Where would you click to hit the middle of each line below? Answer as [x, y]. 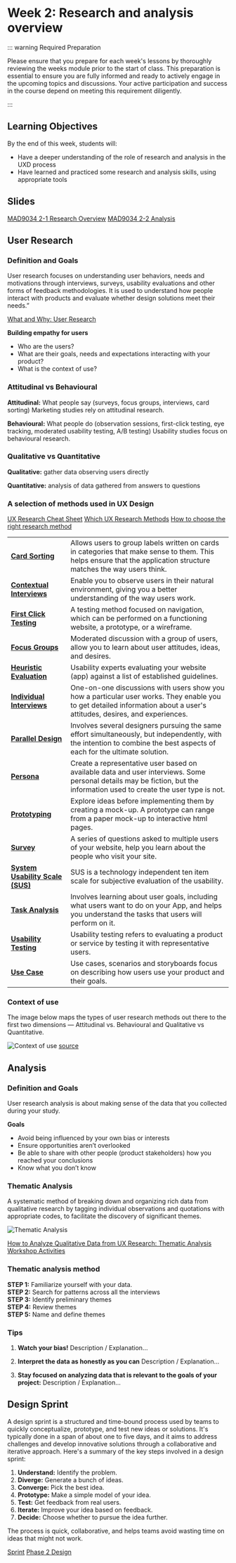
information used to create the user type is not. [147, 790]
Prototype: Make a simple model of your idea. [84, 1495]
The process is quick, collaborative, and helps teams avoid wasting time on [116, 1531]
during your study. [34, 1111]
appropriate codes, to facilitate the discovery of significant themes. [104, 1216]
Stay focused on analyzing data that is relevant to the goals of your [117, 1375]
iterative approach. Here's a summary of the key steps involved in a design [116, 1451]
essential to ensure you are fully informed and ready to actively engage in [114, 76]
